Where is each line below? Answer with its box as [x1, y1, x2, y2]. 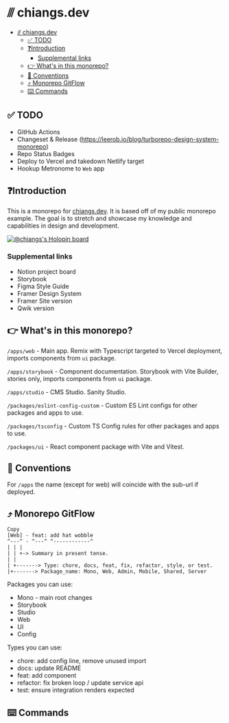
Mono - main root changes [16, 594, 93, 602]
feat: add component [16, 671, 77, 680]
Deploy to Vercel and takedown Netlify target [16, 157, 145, 165]
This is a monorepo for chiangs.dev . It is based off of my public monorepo [7, 206, 216, 215]
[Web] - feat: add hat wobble [7, 532, 94, 539]
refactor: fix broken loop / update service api [16, 679, 144, 687]
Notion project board [16, 267, 76, 276]
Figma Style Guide [16, 282, 70, 290]
